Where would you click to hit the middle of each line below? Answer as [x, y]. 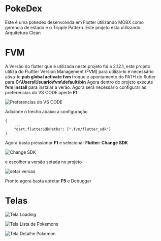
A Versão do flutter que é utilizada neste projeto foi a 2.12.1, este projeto [78, 66]
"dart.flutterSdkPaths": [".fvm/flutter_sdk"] [63, 129]
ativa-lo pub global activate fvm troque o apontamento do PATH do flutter [80, 76]
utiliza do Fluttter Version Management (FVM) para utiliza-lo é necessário [80, 71]
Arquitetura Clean [23, 33]
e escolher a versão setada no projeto [44, 162]
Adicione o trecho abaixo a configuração [46, 111]
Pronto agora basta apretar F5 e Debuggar [48, 181]
